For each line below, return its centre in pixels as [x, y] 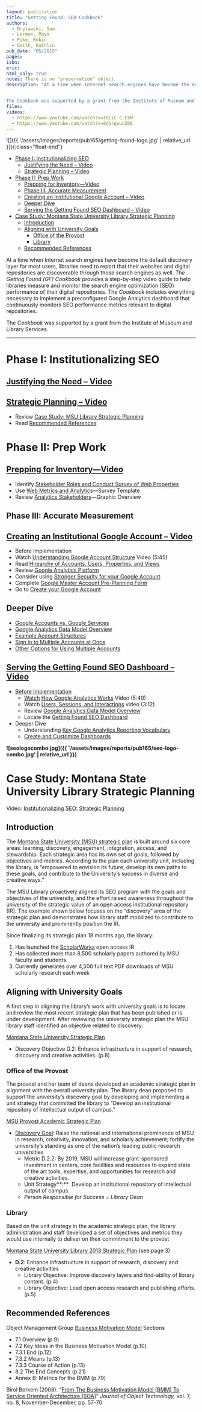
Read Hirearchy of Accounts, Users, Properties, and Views [87, 563]
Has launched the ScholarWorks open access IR [75, 947]
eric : [13, 68]
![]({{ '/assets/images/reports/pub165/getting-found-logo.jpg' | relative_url [98, 141]
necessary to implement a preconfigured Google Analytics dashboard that [98, 299]
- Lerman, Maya [31, 34]
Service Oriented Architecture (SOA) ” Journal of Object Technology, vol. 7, [99, 1396]
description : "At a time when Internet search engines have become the [98, 85]
